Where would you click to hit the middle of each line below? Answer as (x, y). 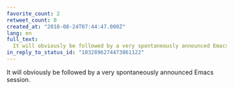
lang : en (19, 33)
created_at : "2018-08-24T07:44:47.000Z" (66, 26)
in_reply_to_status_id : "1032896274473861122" (75, 53)
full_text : (22, 40)
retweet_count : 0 (32, 20)
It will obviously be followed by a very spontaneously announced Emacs (110, 72)
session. (19, 79)
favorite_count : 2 (33, 14)
